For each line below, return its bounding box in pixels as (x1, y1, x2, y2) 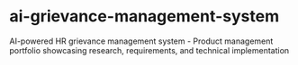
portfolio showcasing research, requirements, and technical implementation (9, 45, 290, 55)
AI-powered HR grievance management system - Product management (9, 36, 274, 46)
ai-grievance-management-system (9, 6, 280, 27)
